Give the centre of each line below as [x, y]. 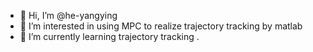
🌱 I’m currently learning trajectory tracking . [109, 36]
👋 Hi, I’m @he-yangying [68, 15]
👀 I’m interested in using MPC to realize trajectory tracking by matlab [161, 26]
